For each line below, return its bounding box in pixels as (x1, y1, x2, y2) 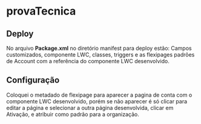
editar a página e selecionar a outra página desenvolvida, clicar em (6, 104, 174, 111)
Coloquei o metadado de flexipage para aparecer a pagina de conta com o (6, 91, 193, 98)
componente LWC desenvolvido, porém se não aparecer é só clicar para (6, 97, 188, 105)
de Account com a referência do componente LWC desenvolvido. (6, 58, 170, 64)
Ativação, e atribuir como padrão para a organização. (6, 111, 139, 118)
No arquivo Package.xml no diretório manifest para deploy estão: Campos (6, 44, 192, 52)
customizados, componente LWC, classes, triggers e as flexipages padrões (6, 51, 195, 58)
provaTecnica (6, 4, 76, 18)
